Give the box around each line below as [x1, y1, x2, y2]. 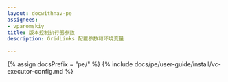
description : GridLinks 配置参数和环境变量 [7, 36, 124, 42]
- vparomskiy [7, 23, 45, 29]
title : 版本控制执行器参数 [7, 29, 76, 36]
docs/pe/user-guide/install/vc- [134, 60, 222, 68]
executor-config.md [7, 68, 64, 76]
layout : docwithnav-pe [7, 10, 72, 17]
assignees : [7, 16, 38, 23]
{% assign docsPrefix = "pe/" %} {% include [7, 60, 133, 68]
